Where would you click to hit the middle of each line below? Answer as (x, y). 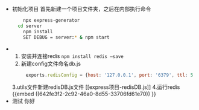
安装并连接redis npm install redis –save (72, 56)
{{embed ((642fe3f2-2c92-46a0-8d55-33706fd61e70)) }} (84, 94)
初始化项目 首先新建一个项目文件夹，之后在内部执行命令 (81, 9)
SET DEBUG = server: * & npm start (66, 37)
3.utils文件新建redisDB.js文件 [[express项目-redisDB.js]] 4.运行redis (96, 87)
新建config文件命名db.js (51, 63)
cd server (30, 26)
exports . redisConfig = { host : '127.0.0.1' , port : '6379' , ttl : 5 (109, 75)
